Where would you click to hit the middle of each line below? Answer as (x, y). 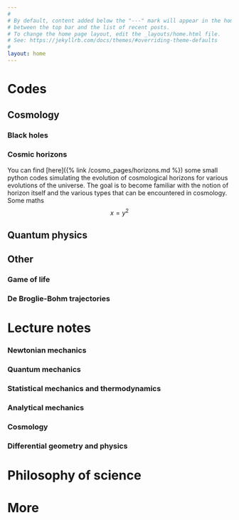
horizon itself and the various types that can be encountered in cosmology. (117, 192)
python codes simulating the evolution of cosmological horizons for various (118, 177)
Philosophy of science (74, 475)
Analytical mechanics (46, 407)
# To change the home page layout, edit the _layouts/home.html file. (114, 34)
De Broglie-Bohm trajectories (59, 298)
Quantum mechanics (44, 369)
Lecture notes (49, 328)
